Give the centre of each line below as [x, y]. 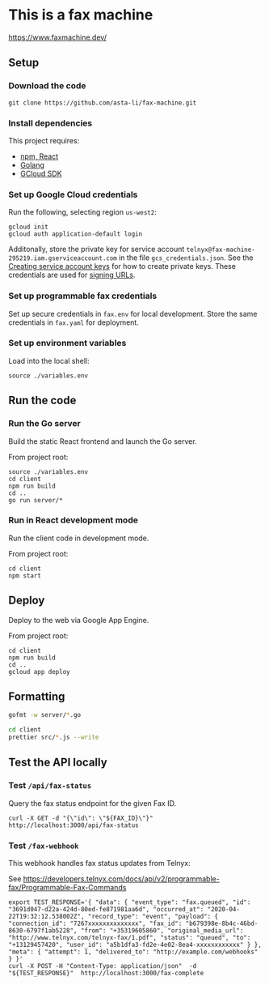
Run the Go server [44, 424]
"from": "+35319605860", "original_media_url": [162, 931]
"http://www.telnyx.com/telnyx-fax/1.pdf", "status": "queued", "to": [130, 938]
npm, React [39, 156]
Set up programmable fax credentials [83, 296]
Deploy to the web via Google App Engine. [79, 620]
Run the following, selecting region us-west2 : [83, 212]
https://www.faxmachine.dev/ [58, 37]
